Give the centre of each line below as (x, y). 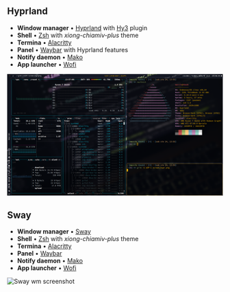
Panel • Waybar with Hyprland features (73, 49)
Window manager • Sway (54, 232)
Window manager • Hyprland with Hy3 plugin (82, 27)
